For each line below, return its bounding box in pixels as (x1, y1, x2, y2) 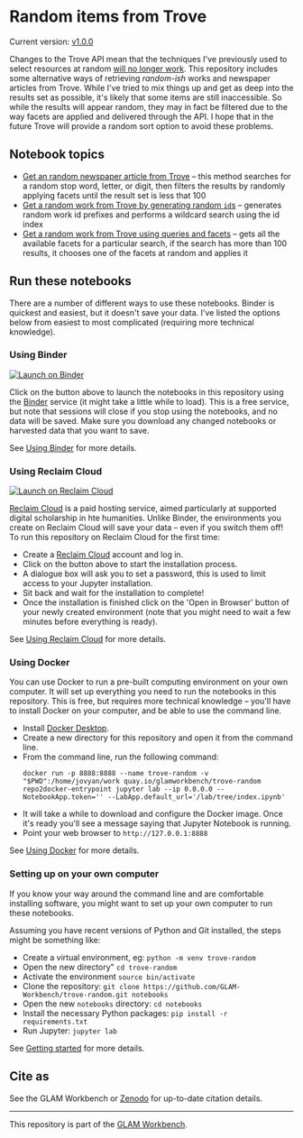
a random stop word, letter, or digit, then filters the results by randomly (22, 180, 286, 191)
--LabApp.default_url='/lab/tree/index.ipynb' (107, 793, 286, 802)
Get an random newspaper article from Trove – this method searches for (22, 170, 291, 181)
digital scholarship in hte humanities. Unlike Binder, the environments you (9, 512, 281, 524)
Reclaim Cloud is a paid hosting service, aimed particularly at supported (9, 503, 277, 514)
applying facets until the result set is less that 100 (22, 189, 207, 200)
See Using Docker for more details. (9, 845, 140, 856)
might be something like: (9, 934, 101, 945)
